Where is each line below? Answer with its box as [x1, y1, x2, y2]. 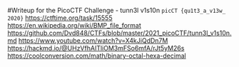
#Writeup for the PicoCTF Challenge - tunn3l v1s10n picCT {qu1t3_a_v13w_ [7, 6, 226, 14]
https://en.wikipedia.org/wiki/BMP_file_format [7, 21, 141, 29]
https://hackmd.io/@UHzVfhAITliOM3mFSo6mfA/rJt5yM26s [7, 44, 185, 52]
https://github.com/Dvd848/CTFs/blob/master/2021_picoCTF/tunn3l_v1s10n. [7, 29, 232, 37]
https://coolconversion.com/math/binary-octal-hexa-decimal [7, 51, 187, 60]
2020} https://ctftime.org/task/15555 [7, 14, 113, 22]
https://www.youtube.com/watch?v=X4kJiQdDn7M [18, 36, 168, 45]
